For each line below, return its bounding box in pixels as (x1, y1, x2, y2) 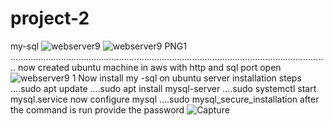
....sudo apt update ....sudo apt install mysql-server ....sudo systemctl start (10, 82, 317, 94)
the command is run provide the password (10, 103, 185, 116)
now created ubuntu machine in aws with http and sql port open (18, 61, 282, 73)
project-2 (10, 7, 90, 30)
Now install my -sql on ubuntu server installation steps (78, 72, 302, 84)
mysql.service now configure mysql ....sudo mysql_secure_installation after (10, 93, 320, 105)
